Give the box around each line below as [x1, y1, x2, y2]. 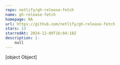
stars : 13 [5, 26, 27, 31]
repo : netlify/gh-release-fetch [5, 7, 74, 13]
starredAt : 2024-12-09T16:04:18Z [5, 31, 77, 36]
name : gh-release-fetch [5, 12, 56, 17]
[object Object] [5, 54, 37, 60]
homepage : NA [5, 17, 33, 22]
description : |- [5, 36, 40, 41]
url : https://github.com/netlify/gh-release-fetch [5, 21, 115, 27]
